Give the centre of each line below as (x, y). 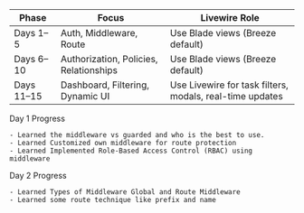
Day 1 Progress (38, 118)
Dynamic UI (85, 96)
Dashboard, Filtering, (104, 85)
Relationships (89, 70)
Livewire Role (230, 18)
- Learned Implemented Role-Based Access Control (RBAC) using (131, 151)
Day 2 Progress (38, 176)
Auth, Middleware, (99, 33)
